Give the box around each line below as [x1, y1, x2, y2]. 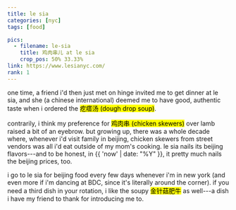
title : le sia [7, 10, 49, 18]
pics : [7, 36, 23, 43]
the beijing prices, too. [7, 156, 73, 166]
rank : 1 [7, 68, 30, 76]
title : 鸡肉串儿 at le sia [20, 49, 95, 56]
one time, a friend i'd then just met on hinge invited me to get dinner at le [7, 88, 218, 97]
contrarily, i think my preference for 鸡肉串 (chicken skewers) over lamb [7, 119, 216, 128]
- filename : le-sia [13, 43, 71, 50]
